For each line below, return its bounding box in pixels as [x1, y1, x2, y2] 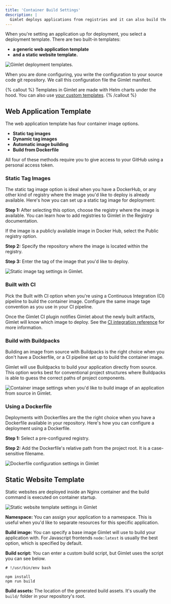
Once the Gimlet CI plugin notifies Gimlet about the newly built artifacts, [5, 313, 156, 320]
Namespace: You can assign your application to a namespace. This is [5, 514, 152, 520]
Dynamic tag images [12, 136, 58, 142]
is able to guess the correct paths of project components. [5, 375, 126, 381]
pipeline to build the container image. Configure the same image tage [5, 298, 151, 304]
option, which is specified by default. [5, 540, 83, 546]
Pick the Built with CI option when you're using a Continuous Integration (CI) [5, 293, 165, 299]
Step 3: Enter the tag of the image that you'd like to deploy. [5, 258, 129, 264]
